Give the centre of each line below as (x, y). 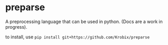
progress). (16, 27)
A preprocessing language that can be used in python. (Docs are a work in (84, 21)
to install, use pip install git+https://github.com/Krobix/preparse (78, 37)
